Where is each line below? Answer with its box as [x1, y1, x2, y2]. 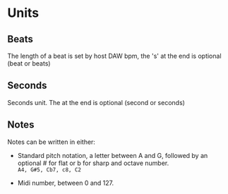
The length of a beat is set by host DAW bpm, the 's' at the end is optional [7, 51, 222, 60]
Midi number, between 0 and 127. [17, 178, 114, 187]
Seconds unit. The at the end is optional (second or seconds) [7, 98, 186, 107]
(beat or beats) [7, 59, 51, 68]
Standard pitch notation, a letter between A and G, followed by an [17, 151, 208, 159]
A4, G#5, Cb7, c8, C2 [17, 166, 81, 174]
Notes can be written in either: [7, 138, 95, 146]
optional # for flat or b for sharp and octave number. [17, 159, 169, 167]
